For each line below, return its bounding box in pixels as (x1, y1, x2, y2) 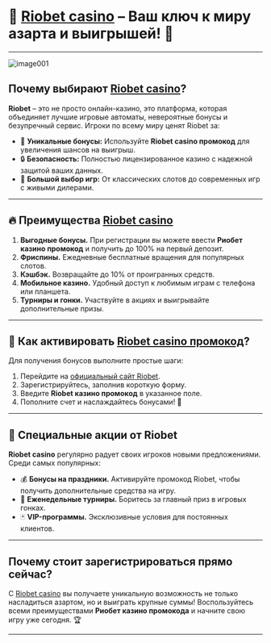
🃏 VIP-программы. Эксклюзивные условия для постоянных (19, 512, 228, 522)
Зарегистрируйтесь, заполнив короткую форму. (19, 380, 187, 390)
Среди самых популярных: (8, 458, 101, 468)
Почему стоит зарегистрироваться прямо (8, 554, 233, 568)
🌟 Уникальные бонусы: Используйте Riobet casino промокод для (19, 136, 250, 146)
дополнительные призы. (19, 303, 105, 313)
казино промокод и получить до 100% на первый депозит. (19, 244, 224, 253)
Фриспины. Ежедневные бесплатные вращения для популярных (19, 252, 244, 261)
